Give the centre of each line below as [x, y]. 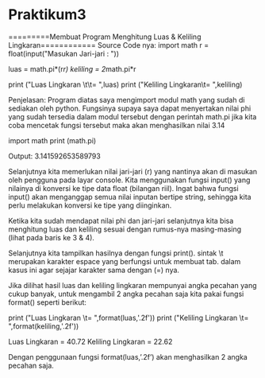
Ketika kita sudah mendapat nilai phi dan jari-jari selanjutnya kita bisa [121, 220]
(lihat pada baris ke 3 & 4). [52, 237]
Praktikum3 [47, 15]
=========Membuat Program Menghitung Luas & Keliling [105, 37]
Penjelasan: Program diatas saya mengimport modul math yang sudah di [127, 99]
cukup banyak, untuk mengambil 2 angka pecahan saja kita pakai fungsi [126, 294]
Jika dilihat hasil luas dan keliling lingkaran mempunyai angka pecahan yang [132, 285]
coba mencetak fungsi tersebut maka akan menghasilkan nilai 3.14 [117, 125]
